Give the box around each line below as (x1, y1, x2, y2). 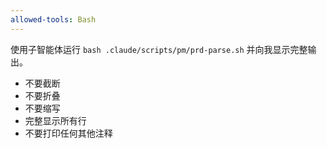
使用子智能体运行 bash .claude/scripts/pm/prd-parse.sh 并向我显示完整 (10, 43, 308, 55)
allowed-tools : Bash (10, 14, 97, 25)
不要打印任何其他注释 (24, 127, 113, 139)
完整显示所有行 (24, 114, 87, 126)
